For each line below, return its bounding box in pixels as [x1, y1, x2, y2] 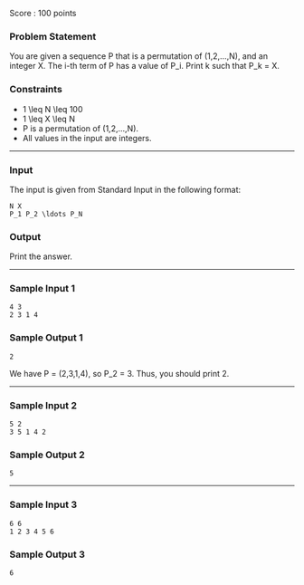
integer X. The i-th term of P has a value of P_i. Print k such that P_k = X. [9, 61, 280, 72]
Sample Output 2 [9, 448, 85, 461]
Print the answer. [9, 251, 72, 262]
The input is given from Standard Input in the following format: [9, 184, 242, 195]
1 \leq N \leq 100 [22, 103, 83, 114]
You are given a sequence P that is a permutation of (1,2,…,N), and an [9, 51, 269, 62]
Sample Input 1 [9, 283, 75, 295]
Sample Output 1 [9, 331, 83, 344]
